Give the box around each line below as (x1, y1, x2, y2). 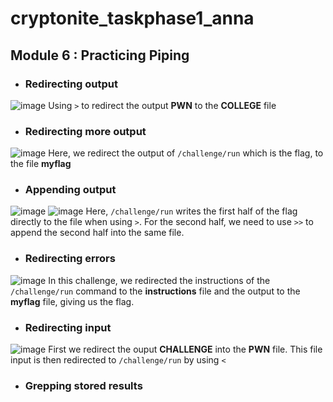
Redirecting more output (24, 124, 147, 138)
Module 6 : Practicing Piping (10, 47, 190, 64)
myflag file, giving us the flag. (10, 295, 135, 307)
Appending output (24, 183, 117, 197)
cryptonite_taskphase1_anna (10, 7, 255, 30)
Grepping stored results (24, 378, 143, 392)
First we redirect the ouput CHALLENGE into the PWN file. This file (48, 343, 323, 356)
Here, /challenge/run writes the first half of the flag (85, 205, 298, 217)
